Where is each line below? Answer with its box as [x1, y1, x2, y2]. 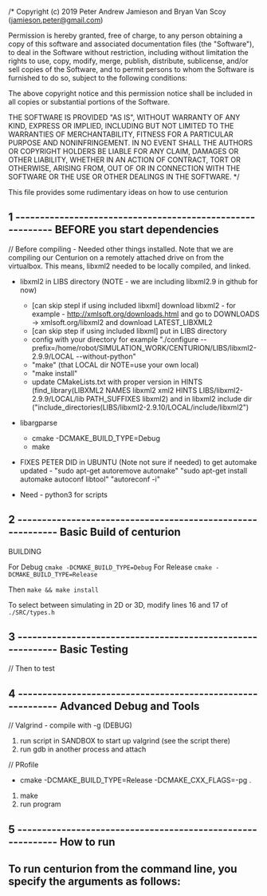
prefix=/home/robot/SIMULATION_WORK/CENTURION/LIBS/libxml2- [31, 343, 257, 352]
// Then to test [8, 664, 56, 673]
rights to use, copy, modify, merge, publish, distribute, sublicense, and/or [8, 56, 249, 65]
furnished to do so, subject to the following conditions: [8, 73, 187, 82]
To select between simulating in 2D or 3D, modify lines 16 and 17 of [8, 600, 229, 609]
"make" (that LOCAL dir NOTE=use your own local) [31, 359, 199, 370]
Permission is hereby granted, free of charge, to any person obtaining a [8, 31, 243, 40]
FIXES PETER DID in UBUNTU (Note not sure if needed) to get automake [19, 457, 257, 466]
